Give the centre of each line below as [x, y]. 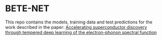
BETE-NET [27, 9]
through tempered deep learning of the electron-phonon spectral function [81, 32]
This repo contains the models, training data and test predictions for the [79, 22]
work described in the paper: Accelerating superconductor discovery [76, 27]
